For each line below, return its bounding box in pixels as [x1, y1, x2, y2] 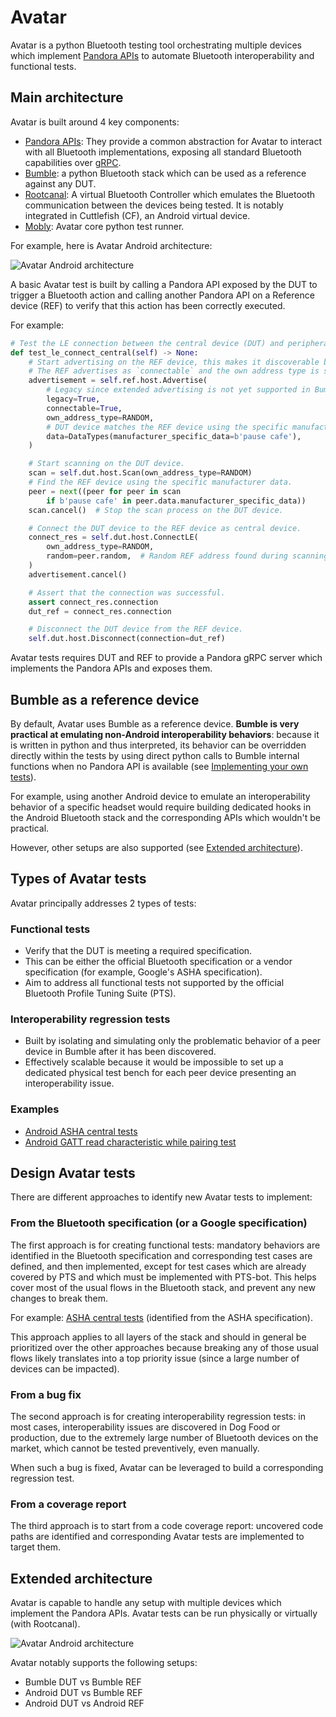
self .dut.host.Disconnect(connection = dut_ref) [28, 634, 226, 644]
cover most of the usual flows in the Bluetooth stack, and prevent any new [10, 1281, 316, 1293]
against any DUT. [24, 177, 97, 190]
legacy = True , [46, 394, 101, 404]
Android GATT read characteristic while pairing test [24, 1136, 237, 1148]
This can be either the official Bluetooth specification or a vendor [24, 956, 293, 968]
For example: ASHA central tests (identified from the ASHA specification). [10, 1311, 313, 1323]
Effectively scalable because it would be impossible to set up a [24, 1056, 284, 1068]
